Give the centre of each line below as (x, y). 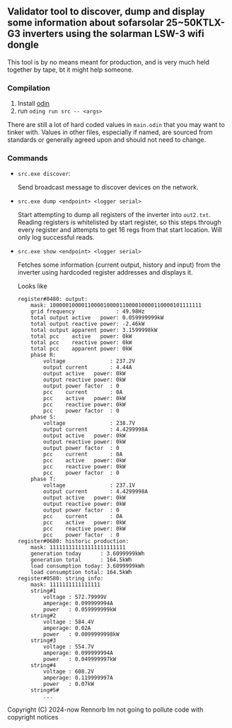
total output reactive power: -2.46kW (88, 324)
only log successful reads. (56, 238)
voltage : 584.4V (69, 622)
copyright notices (33, 717)
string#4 (43, 666)
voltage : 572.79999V (75, 597)
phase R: (43, 355)
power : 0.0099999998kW (81, 634)
